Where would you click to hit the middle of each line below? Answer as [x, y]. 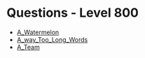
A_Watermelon [38, 32]
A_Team [28, 47]
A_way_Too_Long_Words [52, 39]
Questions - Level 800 [73, 13]
